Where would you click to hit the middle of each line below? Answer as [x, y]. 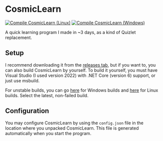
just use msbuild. [22, 80]
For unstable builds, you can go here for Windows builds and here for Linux [82, 90]
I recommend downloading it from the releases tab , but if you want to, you [81, 65]
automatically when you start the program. [48, 133]
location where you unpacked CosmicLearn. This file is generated [72, 128]
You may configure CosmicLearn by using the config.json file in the [74, 123]
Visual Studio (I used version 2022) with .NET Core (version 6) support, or [80, 75]
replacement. [19, 37]
